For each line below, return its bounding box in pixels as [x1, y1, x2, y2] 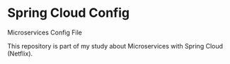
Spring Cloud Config [7, 5, 130, 21]
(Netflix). [7, 49, 33, 58]
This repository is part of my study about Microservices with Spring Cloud [7, 41, 224, 50]
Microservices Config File [7, 28, 83, 37]
